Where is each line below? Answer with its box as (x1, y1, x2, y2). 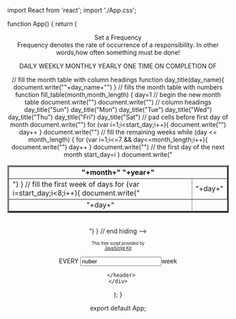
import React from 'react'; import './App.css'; (7, 6, 137, 14)
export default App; (90, 304, 146, 312)
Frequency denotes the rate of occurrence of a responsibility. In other (17, 41, 219, 49)
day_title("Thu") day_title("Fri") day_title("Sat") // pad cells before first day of (8, 113, 228, 121)
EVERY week (58, 257, 178, 265)
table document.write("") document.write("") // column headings (24, 98, 212, 106)
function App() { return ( (7, 20, 77, 27)
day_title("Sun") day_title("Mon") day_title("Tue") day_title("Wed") (24, 106, 212, 113)
